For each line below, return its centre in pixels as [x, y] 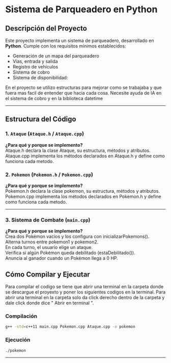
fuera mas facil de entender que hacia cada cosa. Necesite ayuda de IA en [83, 93]
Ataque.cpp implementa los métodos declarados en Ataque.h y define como [85, 156]
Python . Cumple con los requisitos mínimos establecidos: [66, 46]
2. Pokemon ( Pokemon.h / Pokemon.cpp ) [49, 174]
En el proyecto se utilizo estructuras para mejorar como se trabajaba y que [83, 87]
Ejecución [18, 340]
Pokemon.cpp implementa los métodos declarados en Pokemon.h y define [83, 196]
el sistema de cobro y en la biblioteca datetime [54, 98]
